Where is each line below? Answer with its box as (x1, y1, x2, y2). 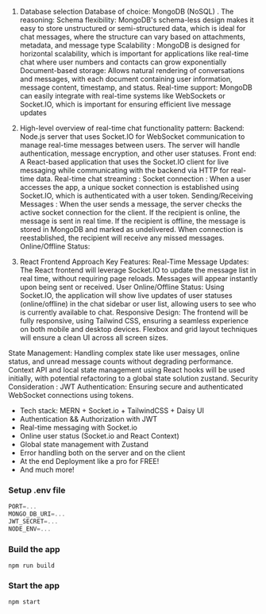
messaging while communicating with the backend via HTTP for (19, 166, 229, 175)
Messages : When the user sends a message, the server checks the (19, 199, 242, 209)
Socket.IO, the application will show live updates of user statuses (19, 291, 233, 300)
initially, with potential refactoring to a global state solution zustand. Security (8, 373, 259, 383)
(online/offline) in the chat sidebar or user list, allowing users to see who (19, 299, 256, 308)
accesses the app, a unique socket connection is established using (19, 183, 240, 191)
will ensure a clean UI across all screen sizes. (19, 333, 168, 342)
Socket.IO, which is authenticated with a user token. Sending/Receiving (19, 191, 253, 200)
